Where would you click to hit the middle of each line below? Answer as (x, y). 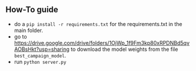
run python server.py (40, 62)
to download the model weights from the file (124, 49)
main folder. (29, 30)
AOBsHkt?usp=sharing (42, 49)
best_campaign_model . (40, 55)
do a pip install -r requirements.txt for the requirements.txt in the (98, 24)
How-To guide (32, 10)
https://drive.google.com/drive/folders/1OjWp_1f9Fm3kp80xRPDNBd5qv (102, 43)
